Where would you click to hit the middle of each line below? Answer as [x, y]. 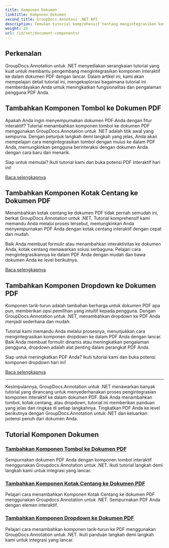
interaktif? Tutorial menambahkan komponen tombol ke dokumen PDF [77, 126]
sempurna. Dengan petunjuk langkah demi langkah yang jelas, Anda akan [81, 136]
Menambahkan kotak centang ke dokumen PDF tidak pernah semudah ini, [82, 213]
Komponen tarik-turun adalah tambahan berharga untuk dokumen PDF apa [83, 306]
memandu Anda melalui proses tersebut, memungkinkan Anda [70, 224]
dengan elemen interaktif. [32, 505]
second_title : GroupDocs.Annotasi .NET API [52, 19]
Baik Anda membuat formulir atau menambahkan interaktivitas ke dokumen [83, 244]
